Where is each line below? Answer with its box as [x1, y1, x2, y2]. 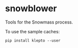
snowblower [5, 3, 57, 14]
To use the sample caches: [5, 28, 60, 34]
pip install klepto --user [5, 38, 61, 43]
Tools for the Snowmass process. [5, 19, 73, 25]
